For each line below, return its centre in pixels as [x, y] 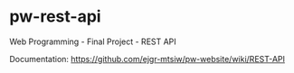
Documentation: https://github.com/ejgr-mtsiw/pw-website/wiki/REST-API [147, 59]
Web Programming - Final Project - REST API [93, 41]
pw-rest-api [55, 17]
